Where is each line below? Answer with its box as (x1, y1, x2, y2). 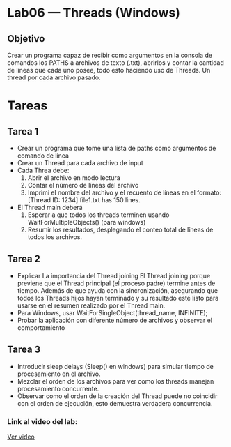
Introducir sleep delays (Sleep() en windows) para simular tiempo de (17, 362, 214, 370)
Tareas (7, 98, 48, 114)
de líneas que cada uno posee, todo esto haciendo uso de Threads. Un (7, 66, 211, 74)
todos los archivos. (27, 233, 82, 241)
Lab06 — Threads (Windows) (7, 5, 181, 21)
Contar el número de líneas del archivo (27, 181, 139, 189)
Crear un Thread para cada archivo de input (17, 159, 144, 167)
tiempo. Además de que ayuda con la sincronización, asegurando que (17, 286, 218, 294)
